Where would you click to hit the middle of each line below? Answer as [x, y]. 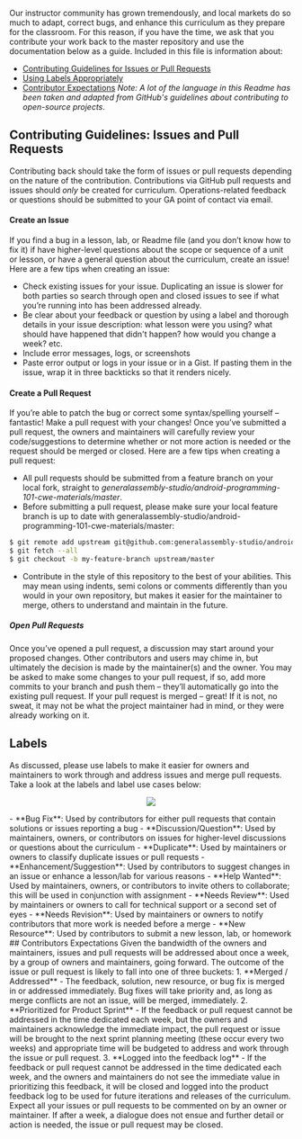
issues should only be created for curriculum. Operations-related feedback [148, 190]
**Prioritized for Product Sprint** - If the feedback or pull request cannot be [151, 1009]
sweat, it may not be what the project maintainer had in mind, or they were [147, 705]
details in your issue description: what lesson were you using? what [147, 325]
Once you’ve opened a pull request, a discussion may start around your [142, 648]
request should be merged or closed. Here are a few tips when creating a [145, 451]
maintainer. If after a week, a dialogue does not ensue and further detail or [147, 1115]
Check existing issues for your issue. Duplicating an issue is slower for [153, 286]
